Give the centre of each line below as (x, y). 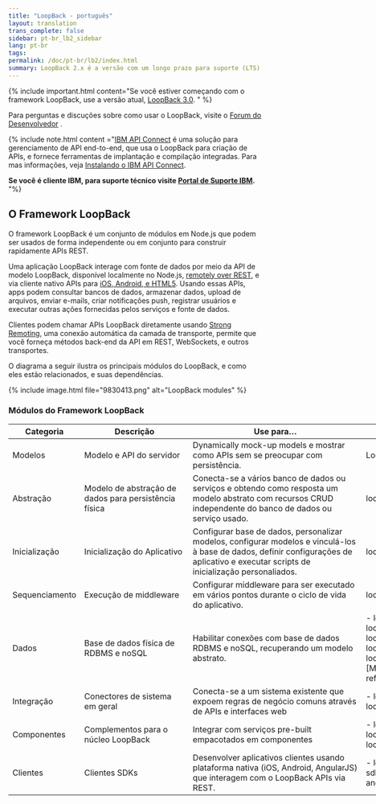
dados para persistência (130, 498)
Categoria (45, 431)
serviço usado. (221, 518)
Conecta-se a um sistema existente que (268, 691)
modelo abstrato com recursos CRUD (263, 498)
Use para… (275, 431)
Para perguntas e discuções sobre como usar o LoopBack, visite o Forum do (135, 115)
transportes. (29, 350)
